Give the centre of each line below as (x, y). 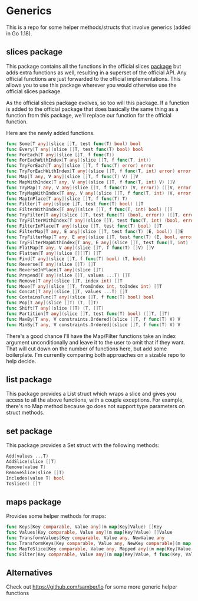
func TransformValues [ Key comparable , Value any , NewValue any (85, 538)
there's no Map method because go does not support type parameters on (96, 406)
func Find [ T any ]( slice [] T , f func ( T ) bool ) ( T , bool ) (76, 259)
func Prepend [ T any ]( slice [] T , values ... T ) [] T (68, 275)
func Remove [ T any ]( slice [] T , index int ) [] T (64, 281)
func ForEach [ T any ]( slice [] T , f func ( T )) (60, 155)
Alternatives (29, 572)
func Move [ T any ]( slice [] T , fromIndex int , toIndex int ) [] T (84, 286)
